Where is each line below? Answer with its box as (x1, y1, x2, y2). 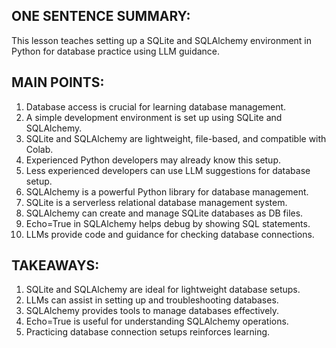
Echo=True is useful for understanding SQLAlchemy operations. (25, 315, 289, 328)
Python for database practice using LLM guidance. (11, 45, 221, 57)
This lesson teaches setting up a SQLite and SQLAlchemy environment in (11, 34, 313, 46)
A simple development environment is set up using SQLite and (25, 111, 283, 123)
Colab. (25, 143, 54, 155)
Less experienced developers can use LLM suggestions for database (25, 164, 311, 176)
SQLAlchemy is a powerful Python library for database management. (25, 185, 309, 198)
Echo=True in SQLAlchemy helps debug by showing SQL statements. (25, 217, 311, 229)
